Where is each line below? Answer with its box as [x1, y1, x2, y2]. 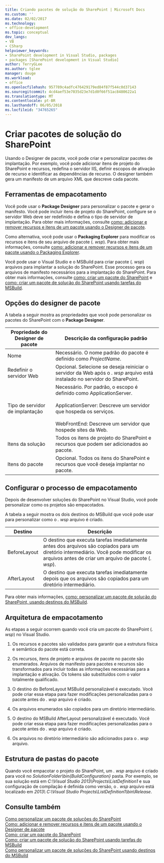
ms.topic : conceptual [5, 30, 49, 35]
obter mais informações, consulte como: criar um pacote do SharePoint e [5, 274, 153, 280]
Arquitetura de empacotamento [5, 613, 103, 622]
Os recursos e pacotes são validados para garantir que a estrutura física [12, 641, 158, 647]
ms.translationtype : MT [5, 94, 54, 99]
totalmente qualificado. [12, 677, 59, 683]
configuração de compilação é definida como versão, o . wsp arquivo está [5, 783, 155, 789]
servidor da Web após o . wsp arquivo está [55, 370, 154, 377]
